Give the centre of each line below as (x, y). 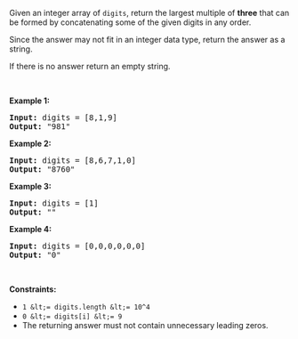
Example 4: (30, 229)
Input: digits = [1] (54, 203)
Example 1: (30, 101)
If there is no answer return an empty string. (90, 66)
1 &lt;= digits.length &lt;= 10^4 (86, 307)
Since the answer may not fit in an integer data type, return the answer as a (147, 40)
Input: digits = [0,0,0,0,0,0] (77, 246)
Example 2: (30, 143)
